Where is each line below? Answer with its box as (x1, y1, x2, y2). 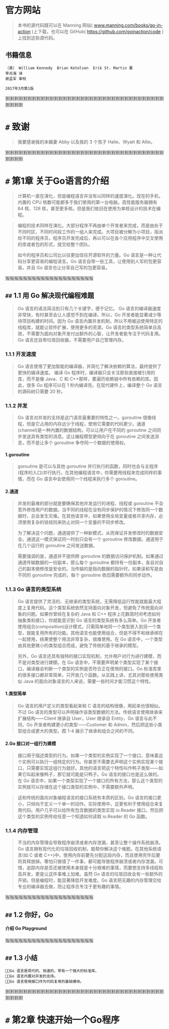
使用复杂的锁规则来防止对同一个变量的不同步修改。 (22, 519, 128, 526)
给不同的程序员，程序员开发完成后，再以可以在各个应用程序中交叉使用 (17, 235, 163, 241)
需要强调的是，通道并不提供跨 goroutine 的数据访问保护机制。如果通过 (17, 553, 163, 559)
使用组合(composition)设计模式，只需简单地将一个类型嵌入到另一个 (17, 623, 157, 629)
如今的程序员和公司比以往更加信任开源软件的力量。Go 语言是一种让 (17, 252, 157, 258)
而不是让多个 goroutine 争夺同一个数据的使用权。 (26, 440, 128, 446)
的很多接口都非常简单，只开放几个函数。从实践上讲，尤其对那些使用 (17, 672, 159, 678)
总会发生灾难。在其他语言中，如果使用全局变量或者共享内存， (31, 513, 159, 519)
